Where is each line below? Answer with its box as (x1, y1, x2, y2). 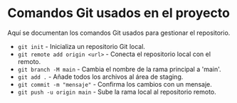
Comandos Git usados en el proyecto (7, 5, 230, 21)
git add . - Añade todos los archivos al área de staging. (17, 72, 184, 81)
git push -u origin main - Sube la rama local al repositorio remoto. (17, 87, 217, 96)
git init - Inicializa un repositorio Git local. (17, 42, 146, 50)
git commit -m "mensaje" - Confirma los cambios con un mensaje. (17, 80, 212, 88)
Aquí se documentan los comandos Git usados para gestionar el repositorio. (7, 28, 231, 37)
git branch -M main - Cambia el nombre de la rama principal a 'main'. (17, 65, 222, 73)
